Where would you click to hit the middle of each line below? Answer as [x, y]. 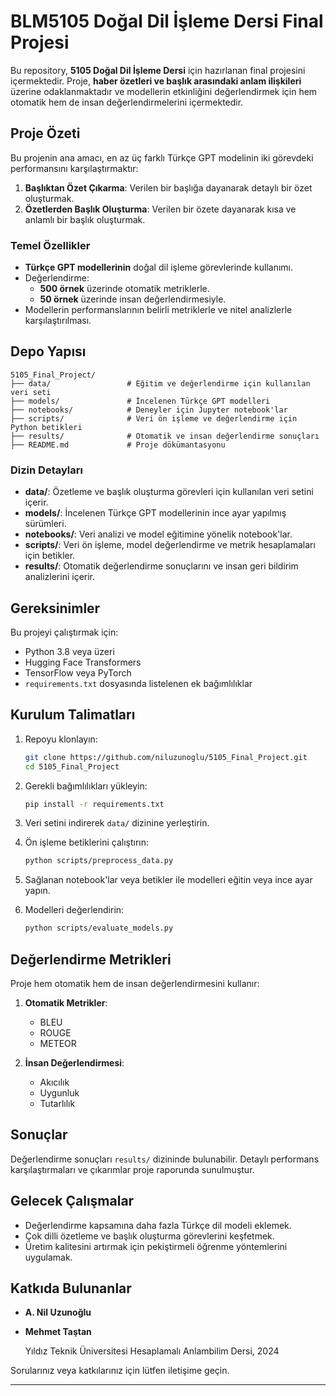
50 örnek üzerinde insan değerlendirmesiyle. [133, 299]
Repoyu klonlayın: [61, 739]
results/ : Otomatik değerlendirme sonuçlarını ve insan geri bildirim [161, 566]
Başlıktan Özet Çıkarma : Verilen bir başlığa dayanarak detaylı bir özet [168, 187]
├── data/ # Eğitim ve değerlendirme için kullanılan [160, 383]
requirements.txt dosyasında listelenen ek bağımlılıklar [138, 683]
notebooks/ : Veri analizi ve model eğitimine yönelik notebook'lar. [158, 534]
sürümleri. [45, 524]
